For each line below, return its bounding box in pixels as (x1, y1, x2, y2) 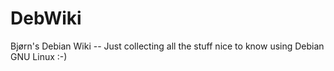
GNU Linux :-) (10, 50, 68, 62)
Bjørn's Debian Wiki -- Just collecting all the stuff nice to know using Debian (10, 40, 325, 52)
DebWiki (10, 7, 82, 30)
